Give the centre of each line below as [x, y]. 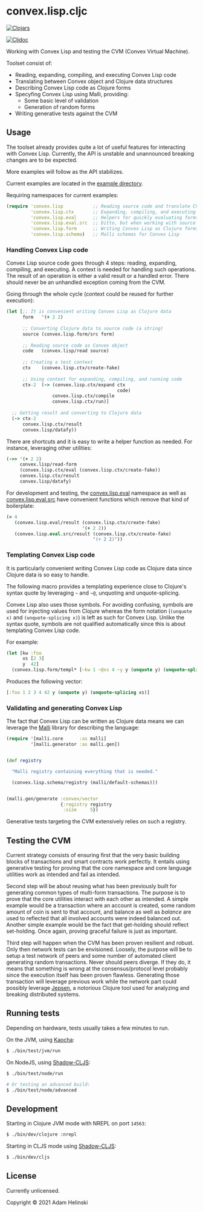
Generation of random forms [60, 107]
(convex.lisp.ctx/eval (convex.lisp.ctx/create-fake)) [90, 470]
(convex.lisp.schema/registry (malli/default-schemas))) [85, 782]
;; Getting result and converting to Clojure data [77, 413]
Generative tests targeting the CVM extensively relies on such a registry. [96, 822]
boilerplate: [20, 506]
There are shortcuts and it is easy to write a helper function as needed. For [99, 441]
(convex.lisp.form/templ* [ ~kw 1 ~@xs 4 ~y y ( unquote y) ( [89, 670]
